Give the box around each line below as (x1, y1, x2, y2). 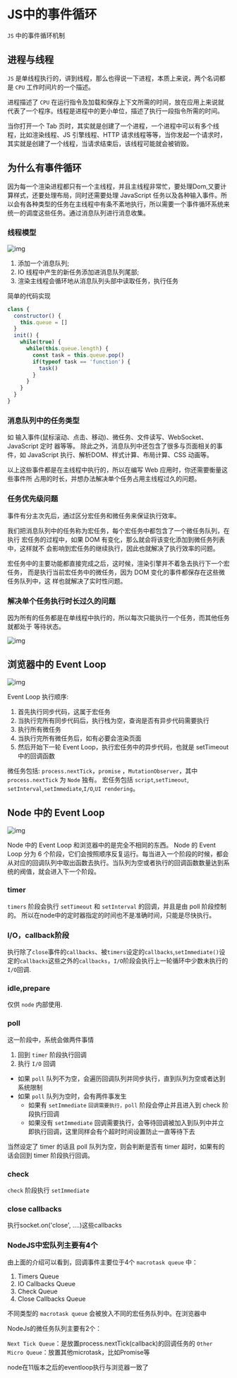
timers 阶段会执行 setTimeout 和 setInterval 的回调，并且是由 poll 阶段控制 (7, 902, 227, 910)
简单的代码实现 (7, 291, 51, 300)
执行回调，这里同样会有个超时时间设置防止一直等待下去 (34, 1127, 195, 1136)
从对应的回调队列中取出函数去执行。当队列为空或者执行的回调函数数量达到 (7, 858, 224, 867)
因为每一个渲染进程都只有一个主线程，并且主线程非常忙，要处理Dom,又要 (7, 182, 221, 191)
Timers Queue (17, 1272, 59, 1281)
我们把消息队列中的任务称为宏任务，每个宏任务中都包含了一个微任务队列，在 (7, 526, 230, 535)
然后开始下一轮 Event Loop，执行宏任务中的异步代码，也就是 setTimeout (17, 742, 229, 751)
